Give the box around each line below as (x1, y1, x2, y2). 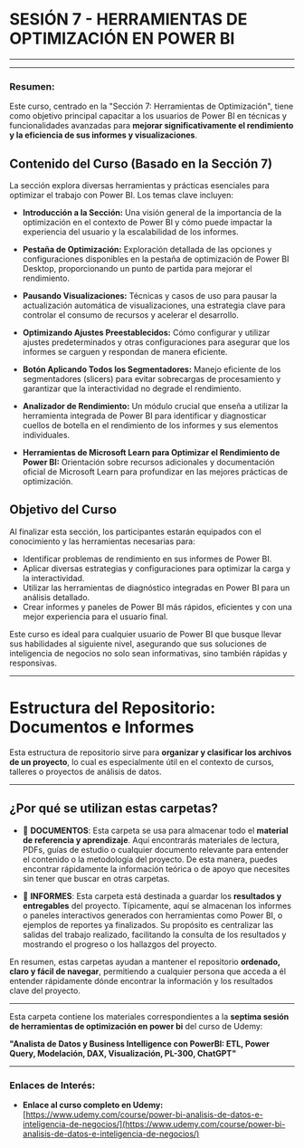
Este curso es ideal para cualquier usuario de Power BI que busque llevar (9, 628, 282, 639)
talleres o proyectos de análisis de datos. (9, 766, 162, 777)
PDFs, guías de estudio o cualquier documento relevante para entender (22, 844, 290, 855)
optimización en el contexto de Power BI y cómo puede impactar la (22, 217, 273, 228)
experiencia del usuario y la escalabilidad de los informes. (22, 226, 239, 237)
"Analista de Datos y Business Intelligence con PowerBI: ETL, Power (9, 1038, 270, 1049)
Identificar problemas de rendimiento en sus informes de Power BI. (22, 553, 272, 564)
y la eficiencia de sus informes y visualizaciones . (9, 129, 197, 140)
